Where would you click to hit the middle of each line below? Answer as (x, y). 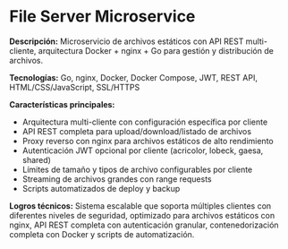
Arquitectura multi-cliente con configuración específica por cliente (145, 122)
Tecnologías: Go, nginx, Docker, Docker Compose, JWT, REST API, (133, 77)
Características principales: (62, 104)
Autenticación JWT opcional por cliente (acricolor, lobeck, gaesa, (143, 150)
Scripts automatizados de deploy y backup (101, 188)
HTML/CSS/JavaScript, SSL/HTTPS (75, 87)
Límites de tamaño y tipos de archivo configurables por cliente (137, 169)
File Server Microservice (102, 17)
